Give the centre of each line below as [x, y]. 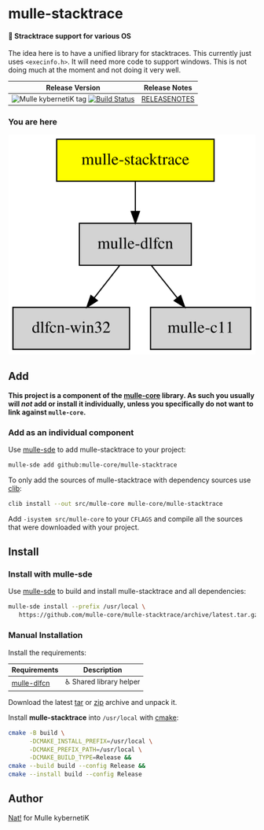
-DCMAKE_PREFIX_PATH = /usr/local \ [86, 749]
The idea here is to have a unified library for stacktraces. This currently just [130, 53]
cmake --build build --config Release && [77, 766]
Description [103, 670]
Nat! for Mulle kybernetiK [49, 817]
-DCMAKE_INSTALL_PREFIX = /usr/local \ [91, 741]
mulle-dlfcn [31, 683]
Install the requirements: [47, 652]
